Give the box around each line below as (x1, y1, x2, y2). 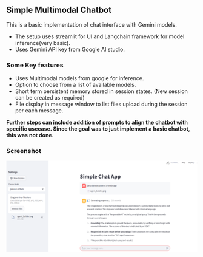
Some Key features (6, 61, 64, 69)
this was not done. (6, 132, 54, 139)
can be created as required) (15, 94, 85, 101)
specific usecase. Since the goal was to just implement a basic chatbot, (6, 125, 190, 132)
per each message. (15, 107, 64, 114)
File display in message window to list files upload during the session (15, 100, 188, 108)
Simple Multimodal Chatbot (6, 5, 112, 15)
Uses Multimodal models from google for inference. (15, 75, 144, 82)
